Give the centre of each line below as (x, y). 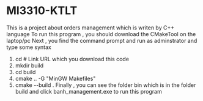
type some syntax (29, 47)
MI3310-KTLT (42, 11)
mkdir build (29, 65)
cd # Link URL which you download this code (72, 59)
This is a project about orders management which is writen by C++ (90, 28)
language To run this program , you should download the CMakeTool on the (101, 34)
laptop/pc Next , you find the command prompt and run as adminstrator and (102, 40)
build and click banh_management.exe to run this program (88, 91)
